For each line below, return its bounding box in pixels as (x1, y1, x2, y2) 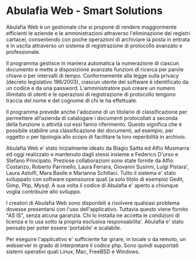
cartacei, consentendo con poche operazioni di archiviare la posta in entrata (6, 36, 190, 43)
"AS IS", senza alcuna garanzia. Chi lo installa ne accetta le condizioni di (6, 212, 180, 219)
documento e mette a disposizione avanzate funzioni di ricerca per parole (6, 66, 184, 73)
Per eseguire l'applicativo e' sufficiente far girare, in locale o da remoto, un (6, 235, 186, 242)
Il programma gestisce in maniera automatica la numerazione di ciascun (6, 60, 180, 67)
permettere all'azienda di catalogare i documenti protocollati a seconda (6, 114, 178, 121)
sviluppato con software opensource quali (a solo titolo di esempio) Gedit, (6, 176, 184, 183)
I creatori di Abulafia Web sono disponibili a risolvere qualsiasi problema (6, 199, 180, 206)
